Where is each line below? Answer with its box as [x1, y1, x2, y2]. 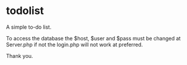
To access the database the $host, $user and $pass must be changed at [6, 35, 181, 42]
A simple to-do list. [6, 23, 51, 30]
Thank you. [6, 52, 33, 59]
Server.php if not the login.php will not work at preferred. [6, 41, 143, 48]
